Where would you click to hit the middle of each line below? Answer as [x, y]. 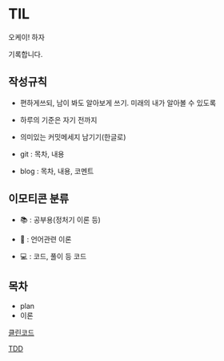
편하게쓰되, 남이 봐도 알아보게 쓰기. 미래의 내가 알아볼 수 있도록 [118, 103]
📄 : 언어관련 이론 [46, 239]
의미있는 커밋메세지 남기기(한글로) [73, 136]
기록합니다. [26, 54]
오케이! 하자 [27, 37]
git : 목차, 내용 [42, 154]
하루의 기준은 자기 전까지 [58, 120]
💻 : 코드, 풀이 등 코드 [53, 256]
